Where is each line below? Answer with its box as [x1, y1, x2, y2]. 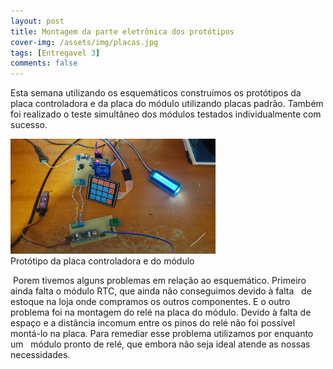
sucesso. [10, 119, 48, 131]
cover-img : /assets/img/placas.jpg [10, 37, 159, 47]
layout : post [10, 16, 65, 26]
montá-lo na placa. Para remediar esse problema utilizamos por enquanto [10, 328, 314, 340]
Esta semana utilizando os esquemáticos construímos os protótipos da [10, 87, 302, 99]
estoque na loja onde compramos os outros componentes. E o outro [10, 296, 291, 308]
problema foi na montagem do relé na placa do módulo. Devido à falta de [10, 306, 312, 319]
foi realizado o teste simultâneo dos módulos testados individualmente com [10, 108, 322, 120]
